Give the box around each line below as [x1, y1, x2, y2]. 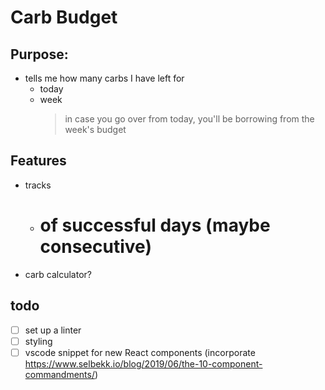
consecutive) [39, 236, 152, 258]
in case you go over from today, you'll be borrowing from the [64, 113, 315, 125]
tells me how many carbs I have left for [24, 72, 185, 84]
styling [24, 335, 53, 347]
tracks [24, 179, 52, 191]
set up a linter [24, 324, 82, 336]
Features [10, 152, 67, 170]
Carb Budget [10, 6, 118, 29]
